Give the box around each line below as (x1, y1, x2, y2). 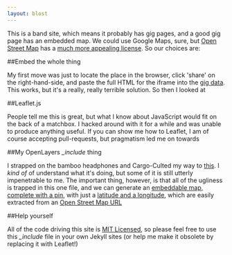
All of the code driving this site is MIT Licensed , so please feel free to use (7, 225, 217, 233)
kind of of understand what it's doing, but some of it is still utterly (7, 168, 194, 177)
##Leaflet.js (7, 98, 42, 107)
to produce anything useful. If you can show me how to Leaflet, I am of (7, 127, 209, 135)
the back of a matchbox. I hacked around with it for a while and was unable (7, 119, 222, 128)
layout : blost (7, 10, 48, 17)
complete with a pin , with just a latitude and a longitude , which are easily (7, 191, 215, 199)
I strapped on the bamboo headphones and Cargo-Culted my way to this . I (7, 161, 220, 170)
